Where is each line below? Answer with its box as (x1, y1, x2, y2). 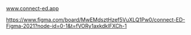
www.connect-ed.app (6, 5, 59, 12)
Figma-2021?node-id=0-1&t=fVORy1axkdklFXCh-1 (6, 23, 128, 29)
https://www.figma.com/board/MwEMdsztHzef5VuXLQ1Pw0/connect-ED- (6, 16, 186, 23)
